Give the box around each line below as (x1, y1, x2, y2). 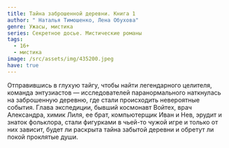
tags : (7, 36, 23, 43)
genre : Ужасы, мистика (7, 23, 73, 30)
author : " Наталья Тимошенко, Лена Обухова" (7, 17, 139, 24)
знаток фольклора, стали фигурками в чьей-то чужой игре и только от (7, 117, 219, 126)
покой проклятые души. (7, 133, 79, 141)
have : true (7, 62, 39, 69)
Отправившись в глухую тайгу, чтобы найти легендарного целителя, (7, 81, 212, 89)
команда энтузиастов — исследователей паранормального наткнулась (7, 88, 221, 97)
